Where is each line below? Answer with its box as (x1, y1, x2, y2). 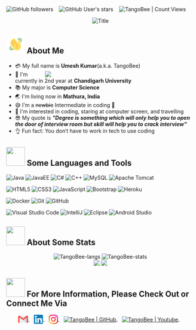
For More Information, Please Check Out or (26, 289, 189, 299)
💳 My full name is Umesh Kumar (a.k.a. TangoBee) (14, 62, 141, 69)
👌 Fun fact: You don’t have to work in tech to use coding (14, 127, 155, 134)
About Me (26, 46, 65, 56)
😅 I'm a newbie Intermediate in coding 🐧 (14, 101, 115, 108)
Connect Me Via (6, 298, 68, 308)
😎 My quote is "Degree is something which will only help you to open (14, 114, 190, 121)
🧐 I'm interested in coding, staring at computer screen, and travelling (14, 108, 184, 115)
